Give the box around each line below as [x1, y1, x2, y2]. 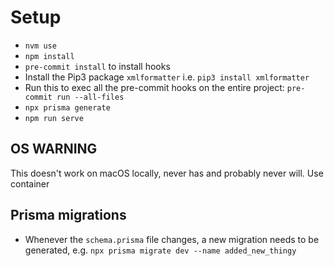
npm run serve [24, 113, 84, 123]
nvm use [24, 41, 57, 51]
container [10, 177, 50, 190]
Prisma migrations [10, 207, 127, 224]
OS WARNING [10, 141, 98, 158]
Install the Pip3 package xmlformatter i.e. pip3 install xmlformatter [24, 71, 310, 83]
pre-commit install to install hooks [24, 60, 171, 72]
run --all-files [56, 92, 125, 102]
